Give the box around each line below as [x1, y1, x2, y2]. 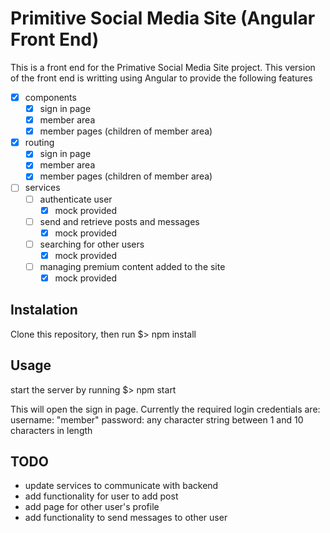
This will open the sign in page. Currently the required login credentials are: [10, 403, 321, 415]
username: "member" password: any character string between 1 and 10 [10, 413, 304, 426]
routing [24, 137, 55, 149]
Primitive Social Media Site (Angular [10, 7, 316, 30]
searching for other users [39, 238, 145, 250]
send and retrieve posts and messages [39, 215, 200, 227]
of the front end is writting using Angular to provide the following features [10, 72, 313, 84]
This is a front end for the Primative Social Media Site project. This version [10, 61, 316, 73]
